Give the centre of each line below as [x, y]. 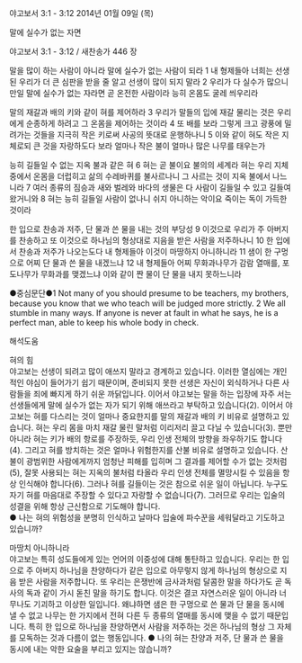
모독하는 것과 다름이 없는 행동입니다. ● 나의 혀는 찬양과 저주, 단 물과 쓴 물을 [151, 638]
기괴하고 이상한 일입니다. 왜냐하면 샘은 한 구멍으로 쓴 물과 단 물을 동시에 [159, 604]
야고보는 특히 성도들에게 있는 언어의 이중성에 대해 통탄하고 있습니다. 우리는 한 [145, 559]
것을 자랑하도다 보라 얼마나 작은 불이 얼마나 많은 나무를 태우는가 [154, 146]
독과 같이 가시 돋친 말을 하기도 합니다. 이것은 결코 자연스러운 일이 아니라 [151, 593]
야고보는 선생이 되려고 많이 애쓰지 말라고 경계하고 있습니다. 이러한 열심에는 [140, 371]
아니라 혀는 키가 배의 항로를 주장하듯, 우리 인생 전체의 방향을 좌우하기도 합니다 [146, 439]
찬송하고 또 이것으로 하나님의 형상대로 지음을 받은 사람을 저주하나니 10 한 [146, 240]
